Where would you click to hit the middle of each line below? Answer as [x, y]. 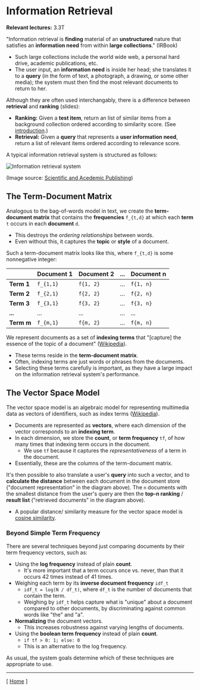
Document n [149, 274]
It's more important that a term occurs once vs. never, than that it [103, 570]
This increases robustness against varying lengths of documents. [104, 627]
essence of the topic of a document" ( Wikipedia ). [67, 344]
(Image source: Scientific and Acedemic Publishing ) [70, 177]
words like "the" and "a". [54, 614]
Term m [20, 323]
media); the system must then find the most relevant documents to [96, 82]
